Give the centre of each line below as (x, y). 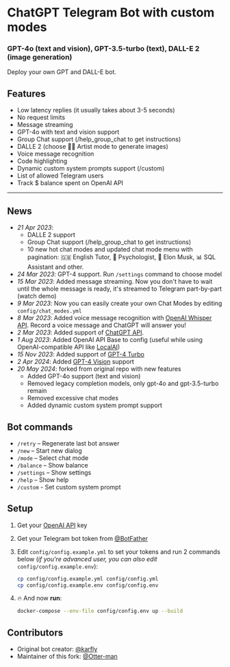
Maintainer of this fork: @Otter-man (67, 657)
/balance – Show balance (53, 465)
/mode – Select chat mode (53, 458)
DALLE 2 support (51, 235)
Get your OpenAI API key (52, 525)
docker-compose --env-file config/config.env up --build (100, 611)
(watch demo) (37, 296)
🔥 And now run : (39, 598)
